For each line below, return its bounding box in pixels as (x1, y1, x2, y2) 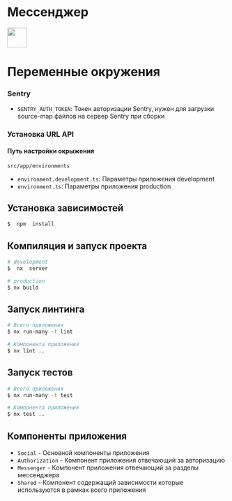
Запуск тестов (7, 367, 73, 379)
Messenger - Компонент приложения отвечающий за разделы (17, 463, 199, 472)
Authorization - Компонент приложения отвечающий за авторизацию (17, 456, 225, 464)
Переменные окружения (7, 64, 160, 80)
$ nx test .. (7, 411, 45, 418)
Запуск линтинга (7, 303, 85, 315)
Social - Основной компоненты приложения (17, 448, 150, 457)
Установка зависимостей (7, 202, 124, 214)
